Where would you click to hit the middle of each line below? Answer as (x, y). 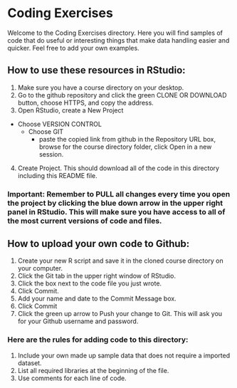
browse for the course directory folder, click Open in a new (125, 147)
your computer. (40, 268)
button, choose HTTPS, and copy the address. (86, 103)
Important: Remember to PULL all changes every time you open (119, 194)
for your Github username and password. (78, 321)
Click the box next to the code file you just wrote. (90, 283)
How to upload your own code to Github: (99, 244)
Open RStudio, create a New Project (70, 110)
